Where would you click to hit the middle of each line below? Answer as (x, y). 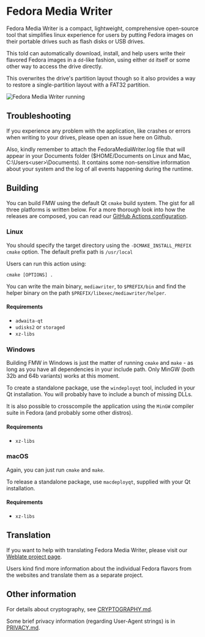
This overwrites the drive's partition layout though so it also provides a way (101, 78)
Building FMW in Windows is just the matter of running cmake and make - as (100, 363)
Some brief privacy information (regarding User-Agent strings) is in (91, 621)
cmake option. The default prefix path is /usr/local (70, 252)
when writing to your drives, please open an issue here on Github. (89, 137)
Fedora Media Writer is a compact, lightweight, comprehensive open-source (102, 28)
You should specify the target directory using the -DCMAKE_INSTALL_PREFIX (99, 245)
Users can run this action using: (47, 264)
